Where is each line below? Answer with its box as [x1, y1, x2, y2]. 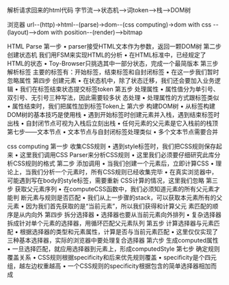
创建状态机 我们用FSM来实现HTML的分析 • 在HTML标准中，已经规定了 [7, 51, 206, 59]
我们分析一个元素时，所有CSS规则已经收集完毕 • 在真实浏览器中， [30, 168, 217, 176]
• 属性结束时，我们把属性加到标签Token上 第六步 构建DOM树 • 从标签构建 [7, 102, 216, 110]
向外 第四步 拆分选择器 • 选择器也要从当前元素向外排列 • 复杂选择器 [30, 211, 222, 219]
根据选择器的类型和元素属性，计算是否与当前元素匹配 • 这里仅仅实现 [19, 228, 213, 236]
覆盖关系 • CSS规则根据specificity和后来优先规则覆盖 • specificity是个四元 [7, 254, 217, 261]
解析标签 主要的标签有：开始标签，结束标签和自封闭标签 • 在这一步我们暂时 [7, 68, 219, 76]
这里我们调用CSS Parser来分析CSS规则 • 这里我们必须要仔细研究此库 [19, 151, 215, 159]
